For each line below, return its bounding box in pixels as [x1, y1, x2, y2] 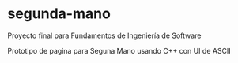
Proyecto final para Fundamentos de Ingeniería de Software [7, 31, 202, 40]
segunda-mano [7, 5, 111, 23]
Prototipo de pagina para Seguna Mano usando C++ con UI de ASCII [7, 46, 231, 55]
